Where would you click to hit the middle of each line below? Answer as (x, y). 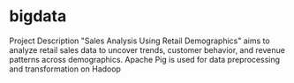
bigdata (38, 16)
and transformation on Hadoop (65, 69)
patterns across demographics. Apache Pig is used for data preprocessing (145, 59)
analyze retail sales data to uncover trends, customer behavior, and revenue (147, 49)
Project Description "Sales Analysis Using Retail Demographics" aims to (140, 41)
